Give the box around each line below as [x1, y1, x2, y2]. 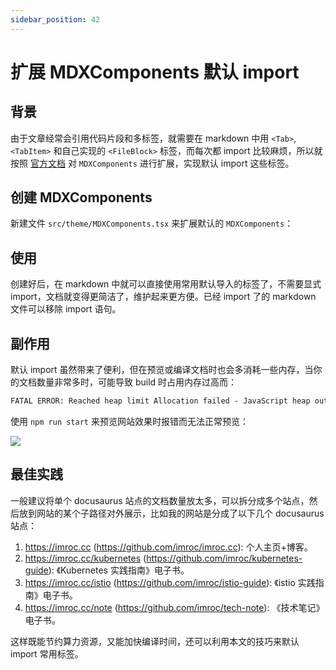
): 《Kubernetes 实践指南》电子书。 [48, 564, 190, 576]
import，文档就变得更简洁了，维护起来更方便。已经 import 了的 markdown [10, 291, 317, 303]
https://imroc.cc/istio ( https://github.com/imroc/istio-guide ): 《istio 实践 [24, 576, 316, 588]
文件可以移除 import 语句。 [10, 303, 122, 315]
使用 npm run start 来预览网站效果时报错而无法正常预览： [10, 415, 249, 427]
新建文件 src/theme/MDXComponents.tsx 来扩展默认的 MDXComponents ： [10, 217, 294, 230]
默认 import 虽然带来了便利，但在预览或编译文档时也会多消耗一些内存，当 [10, 364, 314, 376]
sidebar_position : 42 [10, 14, 101, 25]
